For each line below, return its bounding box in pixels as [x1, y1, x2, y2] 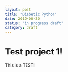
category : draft [5, 25, 38, 30]
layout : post [5, 7, 31, 12]
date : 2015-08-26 [5, 16, 40, 21]
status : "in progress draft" [5, 20, 64, 26]
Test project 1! [5, 46, 63, 57]
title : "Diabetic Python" [5, 12, 57, 17]
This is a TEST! [5, 62, 35, 68]
